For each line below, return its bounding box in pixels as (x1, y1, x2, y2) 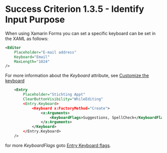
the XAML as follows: (5, 36, 49, 42)
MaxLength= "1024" (14, 59, 50, 64)
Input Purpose (5, 14, 65, 25)
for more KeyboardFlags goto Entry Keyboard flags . (5, 142, 111, 148)
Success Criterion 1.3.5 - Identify (5, 3, 144, 15)
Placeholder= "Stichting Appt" (23, 92, 85, 97)
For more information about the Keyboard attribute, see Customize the (5, 73, 149, 79)
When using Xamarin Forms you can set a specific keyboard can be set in (5, 30, 156, 36)
